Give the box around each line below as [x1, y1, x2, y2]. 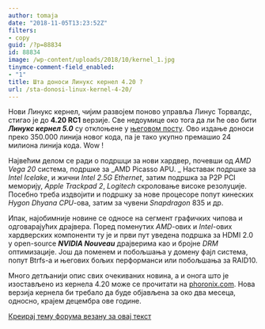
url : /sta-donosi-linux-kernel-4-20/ [8, 85, 133, 94]
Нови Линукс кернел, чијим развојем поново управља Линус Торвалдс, [8, 107, 252, 117]
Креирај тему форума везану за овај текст [8, 312, 152, 321]
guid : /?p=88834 [8, 41, 62, 49]
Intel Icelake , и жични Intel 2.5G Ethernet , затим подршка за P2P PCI [8, 173, 236, 182]
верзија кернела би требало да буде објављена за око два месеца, [8, 288, 236, 297]
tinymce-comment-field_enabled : [8, 63, 115, 71]
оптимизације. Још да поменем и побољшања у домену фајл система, [8, 247, 248, 257]
